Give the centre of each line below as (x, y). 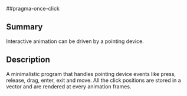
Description (28, 60)
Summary (24, 27)
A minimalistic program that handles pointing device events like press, (91, 74)
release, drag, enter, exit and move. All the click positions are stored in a (93, 80)
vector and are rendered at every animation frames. (69, 86)
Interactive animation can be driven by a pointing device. (75, 41)
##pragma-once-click (33, 9)
